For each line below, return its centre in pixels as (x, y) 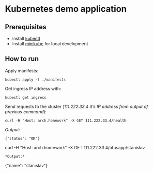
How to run (22, 59)
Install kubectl (26, 38)
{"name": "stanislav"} (26, 165)
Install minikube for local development (50, 44)
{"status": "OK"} (23, 138)
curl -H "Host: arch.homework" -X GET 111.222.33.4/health (66, 121)
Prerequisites (26, 27)
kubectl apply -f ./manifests (36, 79)
